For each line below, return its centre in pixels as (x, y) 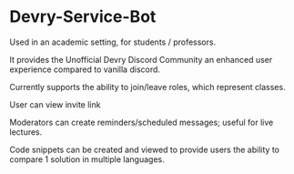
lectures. (26, 132)
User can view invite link (55, 104)
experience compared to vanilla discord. (85, 69)
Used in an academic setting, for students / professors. (113, 42)
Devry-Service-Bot (83, 17)
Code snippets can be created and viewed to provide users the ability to (145, 149)
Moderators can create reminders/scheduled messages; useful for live (142, 122)
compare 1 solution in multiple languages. (87, 159)
